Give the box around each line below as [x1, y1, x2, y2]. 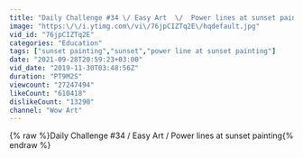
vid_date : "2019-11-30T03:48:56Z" [9, 64, 140, 73]
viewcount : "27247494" [9, 80, 95, 89]
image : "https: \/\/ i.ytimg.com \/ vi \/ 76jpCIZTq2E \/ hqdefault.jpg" [9, 22, 260, 31]
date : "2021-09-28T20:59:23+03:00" [9, 55, 143, 64]
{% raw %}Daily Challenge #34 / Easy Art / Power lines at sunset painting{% [9, 130, 294, 141]
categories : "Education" [9, 38, 103, 48]
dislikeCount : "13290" [9, 97, 95, 107]
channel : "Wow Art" [9, 106, 83, 115]
